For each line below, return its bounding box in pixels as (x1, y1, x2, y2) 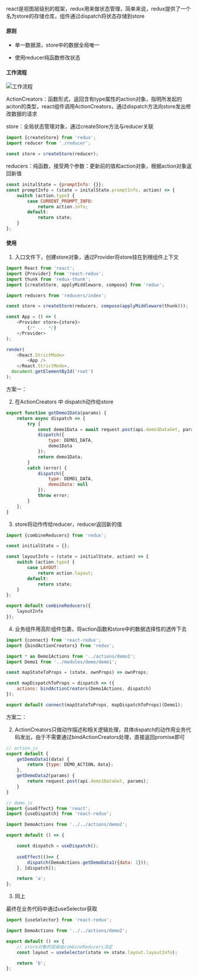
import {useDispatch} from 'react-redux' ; (6, 811, 112, 817)
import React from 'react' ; (6, 265, 75, 271)
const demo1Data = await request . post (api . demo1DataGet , (37, 426, 181, 432)
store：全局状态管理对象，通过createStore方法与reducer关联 (6, 123, 154, 130)
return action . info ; (37, 204, 88, 210)
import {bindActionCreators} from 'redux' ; (6, 642, 115, 648)
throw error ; (37, 493, 70, 499)
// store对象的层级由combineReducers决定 (16, 944, 113, 950)
